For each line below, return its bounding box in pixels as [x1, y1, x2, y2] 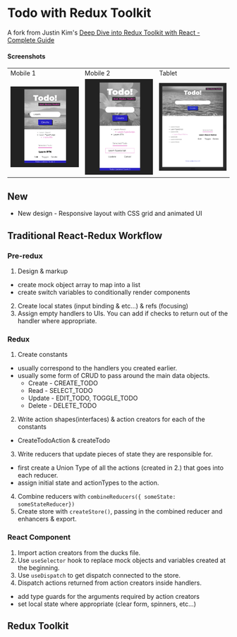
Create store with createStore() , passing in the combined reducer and [17, 507, 223, 516]
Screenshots [7, 51, 46, 61]
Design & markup [17, 267, 68, 275]
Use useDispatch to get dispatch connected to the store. [17, 571, 181, 579]
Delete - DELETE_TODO [28, 401, 97, 410]
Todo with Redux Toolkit [7, 5, 152, 21]
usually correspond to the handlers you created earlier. [17, 364, 178, 372]
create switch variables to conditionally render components [17, 288, 190, 296]
